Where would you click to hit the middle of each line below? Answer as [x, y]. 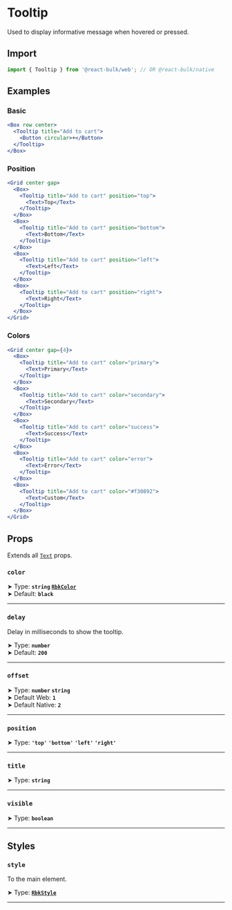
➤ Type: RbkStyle [32, 893]
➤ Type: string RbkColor [42, 586]
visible [20, 804]
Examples [29, 91]
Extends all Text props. [40, 555]
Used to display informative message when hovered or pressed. [98, 32]
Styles [21, 846]
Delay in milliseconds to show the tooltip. [66, 631]
